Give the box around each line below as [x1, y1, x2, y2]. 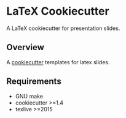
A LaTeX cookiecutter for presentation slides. [6, 24, 120, 32]
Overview [6, 42, 45, 53]
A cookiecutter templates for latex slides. [6, 58, 110, 65]
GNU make [15, 92, 43, 100]
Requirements [6, 76, 61, 87]
